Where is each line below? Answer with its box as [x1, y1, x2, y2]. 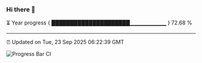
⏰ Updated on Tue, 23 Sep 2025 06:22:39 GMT [6, 39, 124, 46]
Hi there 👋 [6, 5, 36, 14]
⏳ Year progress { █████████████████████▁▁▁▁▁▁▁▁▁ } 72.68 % [6, 19, 192, 26]
